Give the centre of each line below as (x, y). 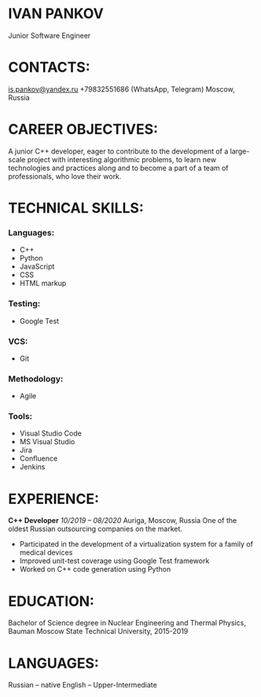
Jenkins (32, 467)
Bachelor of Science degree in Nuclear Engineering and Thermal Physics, (127, 623)
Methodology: (36, 379)
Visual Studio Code (51, 433)
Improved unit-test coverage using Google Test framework (114, 561)
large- (240, 151)
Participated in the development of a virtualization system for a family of (136, 544)
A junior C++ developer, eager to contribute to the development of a (118, 151)
